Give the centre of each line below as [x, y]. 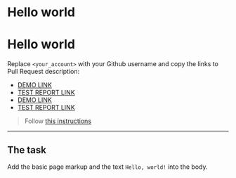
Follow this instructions [58, 121]
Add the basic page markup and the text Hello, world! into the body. [107, 167]
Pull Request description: [43, 72]
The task [27, 150]
